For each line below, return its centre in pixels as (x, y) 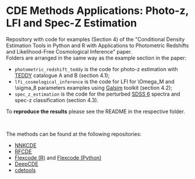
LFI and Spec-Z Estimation (71, 23)
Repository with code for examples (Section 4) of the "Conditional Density (95, 39)
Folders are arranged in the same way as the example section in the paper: (96, 58)
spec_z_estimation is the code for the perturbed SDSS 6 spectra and (97, 94)
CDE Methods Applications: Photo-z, (97, 11)
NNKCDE (25, 145)
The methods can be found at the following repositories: (74, 134)
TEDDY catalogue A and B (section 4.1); (62, 75)
